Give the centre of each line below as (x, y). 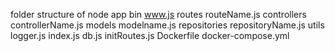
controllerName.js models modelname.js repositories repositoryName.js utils (167, 25)
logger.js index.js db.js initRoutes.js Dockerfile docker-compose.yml (150, 35)
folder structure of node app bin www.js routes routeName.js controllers (158, 14)
